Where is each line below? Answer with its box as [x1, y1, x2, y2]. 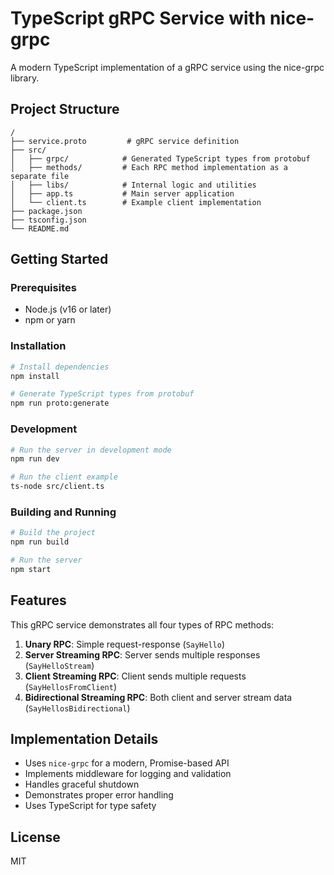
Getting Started [10, 251, 109, 268]
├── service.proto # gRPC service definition [10, 136, 240, 146]
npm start [10, 564, 52, 574]
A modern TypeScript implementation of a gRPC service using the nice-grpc [10, 61, 325, 73]
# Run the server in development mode [10, 445, 172, 455]
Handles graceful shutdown [24, 778, 140, 791]
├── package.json [10, 206, 83, 216]
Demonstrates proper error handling [24, 789, 174, 801]
